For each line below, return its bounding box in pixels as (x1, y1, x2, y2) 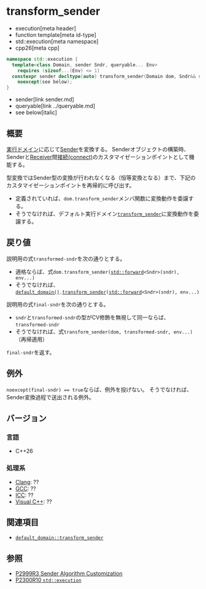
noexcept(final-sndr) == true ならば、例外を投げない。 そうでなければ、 (6, 386, 193, 393)
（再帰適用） (15, 335, 48, 343)
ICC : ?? (15, 491, 34, 499)
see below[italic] (15, 109, 57, 116)
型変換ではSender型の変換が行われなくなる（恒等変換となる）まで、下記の (6, 174, 196, 181)
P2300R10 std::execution (15, 576, 82, 584)
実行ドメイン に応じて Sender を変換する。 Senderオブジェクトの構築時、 (6, 146, 189, 153)
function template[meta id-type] (15, 31, 97, 38)
